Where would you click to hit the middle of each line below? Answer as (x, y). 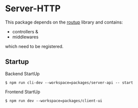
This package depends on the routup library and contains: (64, 22)
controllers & (25, 31)
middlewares (25, 37)
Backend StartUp (22, 74)
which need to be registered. (34, 46)
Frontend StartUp (23, 92)
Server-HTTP (33, 9)
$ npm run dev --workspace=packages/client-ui (54, 101)
